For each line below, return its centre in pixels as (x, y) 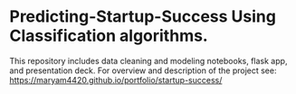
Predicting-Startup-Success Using (143, 17)
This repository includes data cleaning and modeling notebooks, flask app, (148, 61)
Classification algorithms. (109, 36)
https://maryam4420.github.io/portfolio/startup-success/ (116, 80)
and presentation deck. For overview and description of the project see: (143, 70)
